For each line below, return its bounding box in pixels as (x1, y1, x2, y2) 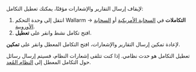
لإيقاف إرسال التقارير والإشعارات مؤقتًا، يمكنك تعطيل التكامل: (6, 5, 144, 12)
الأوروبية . (14, 23, 35, 30)
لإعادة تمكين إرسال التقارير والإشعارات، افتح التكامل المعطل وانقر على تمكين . (6, 41, 180, 48)
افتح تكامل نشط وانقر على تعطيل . (14, 29, 92, 36)
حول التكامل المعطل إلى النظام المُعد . (6, 59, 92, 65)
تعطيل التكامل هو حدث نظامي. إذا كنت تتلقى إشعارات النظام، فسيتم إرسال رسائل (6, 52, 190, 59)
